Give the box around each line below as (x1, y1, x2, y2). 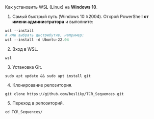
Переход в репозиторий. (12, 100, 64, 106)
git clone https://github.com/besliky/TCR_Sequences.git (5, 91, 124, 97)
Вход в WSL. (12, 46, 38, 52)
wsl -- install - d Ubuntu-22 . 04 (5, 37, 69, 42)
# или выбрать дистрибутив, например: (5, 33, 84, 38)
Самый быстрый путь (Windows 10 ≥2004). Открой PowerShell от (12, 14, 149, 19)
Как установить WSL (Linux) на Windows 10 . (5, 4, 98, 10)
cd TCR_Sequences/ (5, 109, 43, 114)
